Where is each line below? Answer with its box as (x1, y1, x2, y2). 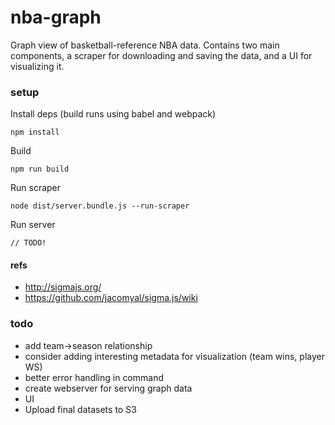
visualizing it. (10, 60, 65, 72)
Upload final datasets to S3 (24, 403, 137, 415)
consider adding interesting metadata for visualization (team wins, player (24, 350, 325, 362)
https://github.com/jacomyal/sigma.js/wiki (24, 292, 198, 304)
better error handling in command (24, 371, 165, 383)
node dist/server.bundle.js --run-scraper (10, 201, 190, 211)
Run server (10, 219, 56, 231)
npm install (10, 127, 60, 138)
